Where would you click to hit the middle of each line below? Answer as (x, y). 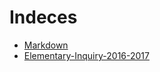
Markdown (46, 45)
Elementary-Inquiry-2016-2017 (86, 55)
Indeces (43, 17)
